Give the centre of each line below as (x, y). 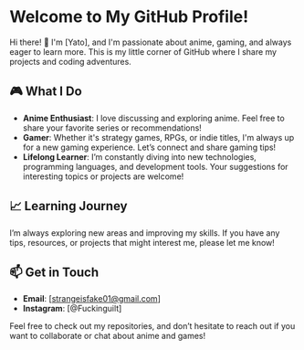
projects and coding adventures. (71, 61)
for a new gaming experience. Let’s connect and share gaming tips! (149, 147)
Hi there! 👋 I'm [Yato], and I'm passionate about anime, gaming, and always (151, 42)
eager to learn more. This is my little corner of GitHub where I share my (143, 51)
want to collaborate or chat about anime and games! (108, 336)
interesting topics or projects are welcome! (103, 176)
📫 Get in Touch (54, 272)
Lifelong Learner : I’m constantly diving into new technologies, (140, 156)
